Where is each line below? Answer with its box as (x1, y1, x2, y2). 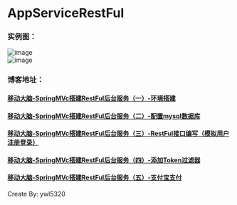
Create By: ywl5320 (7, 189, 66, 198)
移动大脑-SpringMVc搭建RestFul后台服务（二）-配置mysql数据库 (7, 112, 201, 120)
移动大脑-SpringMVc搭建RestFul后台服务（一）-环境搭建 (7, 94, 176, 102)
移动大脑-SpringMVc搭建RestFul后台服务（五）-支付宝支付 (7, 173, 182, 182)
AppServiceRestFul (7, 5, 125, 21)
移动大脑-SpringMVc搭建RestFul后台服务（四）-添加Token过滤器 (7, 155, 201, 164)
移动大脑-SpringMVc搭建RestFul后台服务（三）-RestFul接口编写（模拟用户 (7, 130, 230, 138)
